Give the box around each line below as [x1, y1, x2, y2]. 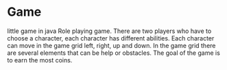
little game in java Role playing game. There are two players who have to [7, 27, 212, 35]
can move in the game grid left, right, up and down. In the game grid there [7, 41, 216, 49]
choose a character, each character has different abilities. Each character [7, 34, 215, 42]
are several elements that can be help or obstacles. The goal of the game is [7, 49, 221, 57]
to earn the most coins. [7, 56, 73, 64]
